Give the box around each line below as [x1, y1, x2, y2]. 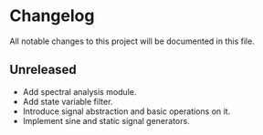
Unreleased [9, 62, 78, 78]
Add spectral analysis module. [22, 86, 137, 97]
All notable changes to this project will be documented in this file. [9, 36, 256, 47]
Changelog [9, 5, 95, 26]
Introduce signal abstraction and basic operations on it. [22, 106, 231, 117]
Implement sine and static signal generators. [22, 115, 190, 126]
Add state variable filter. [22, 96, 113, 107]
